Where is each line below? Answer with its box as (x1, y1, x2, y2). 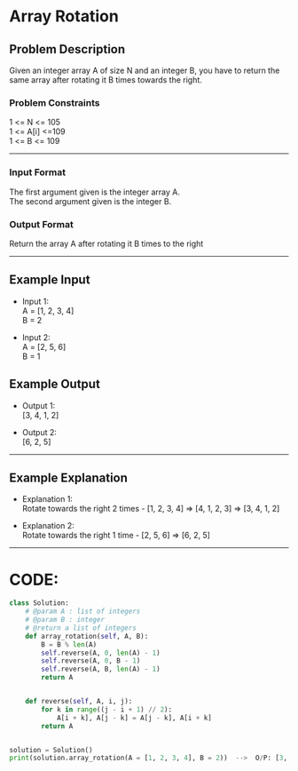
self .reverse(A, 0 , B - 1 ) (41, 656, 141, 665)
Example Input (9, 273, 90, 288)
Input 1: (21, 296, 49, 306)
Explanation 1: (21, 494, 74, 505)
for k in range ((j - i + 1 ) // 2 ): (41, 704, 173, 714)
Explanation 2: (21, 521, 74, 531)
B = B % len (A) (41, 640, 98, 649)
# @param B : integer (25, 616, 105, 624)
